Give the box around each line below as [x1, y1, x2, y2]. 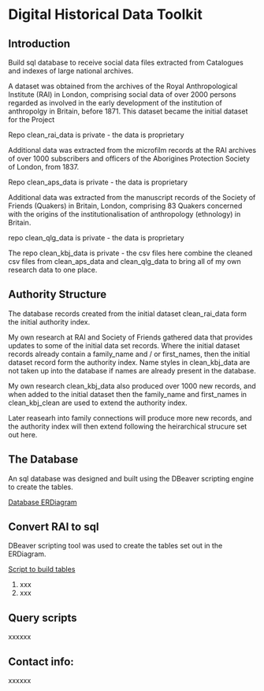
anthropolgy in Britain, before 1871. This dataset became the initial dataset [8, 106, 248, 116]
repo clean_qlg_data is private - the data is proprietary [8, 233, 184, 242]
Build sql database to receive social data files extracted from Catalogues [8, 58, 244, 67]
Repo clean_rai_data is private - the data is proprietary [8, 130, 184, 139]
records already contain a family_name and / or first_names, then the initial [8, 349, 251, 359]
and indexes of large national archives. [8, 66, 134, 76]
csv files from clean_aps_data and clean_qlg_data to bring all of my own [8, 257, 242, 266]
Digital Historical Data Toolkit [8, 6, 203, 24]
